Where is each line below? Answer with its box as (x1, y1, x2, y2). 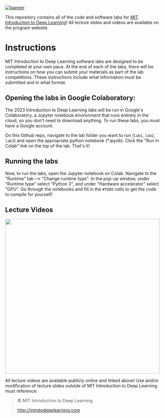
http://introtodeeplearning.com (17, 407, 81, 413)
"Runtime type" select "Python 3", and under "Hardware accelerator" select (5, 181, 159, 186)
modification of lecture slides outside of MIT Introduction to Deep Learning (5, 383, 157, 389)
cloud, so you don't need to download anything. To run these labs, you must (5, 117, 160, 123)
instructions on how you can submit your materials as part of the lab (5, 69, 144, 75)
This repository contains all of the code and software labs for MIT (5, 14, 138, 20)
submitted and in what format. (5, 79, 67, 85)
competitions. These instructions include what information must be (5, 74, 141, 80)
